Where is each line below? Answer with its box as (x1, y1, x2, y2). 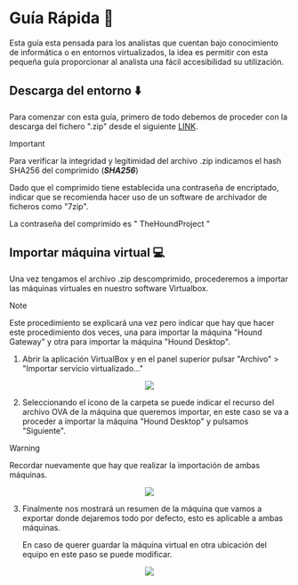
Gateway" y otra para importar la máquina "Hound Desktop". (9, 336, 231, 346)
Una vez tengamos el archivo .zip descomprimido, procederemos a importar (9, 273, 289, 284)
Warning (9, 443, 40, 453)
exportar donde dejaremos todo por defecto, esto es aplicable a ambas (21, 512, 283, 524)
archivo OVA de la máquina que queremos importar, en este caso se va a (21, 406, 289, 417)
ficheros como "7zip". (9, 200, 89, 212)
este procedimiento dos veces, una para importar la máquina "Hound (9, 327, 262, 337)
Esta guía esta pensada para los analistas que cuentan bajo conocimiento (9, 37, 278, 48)
